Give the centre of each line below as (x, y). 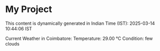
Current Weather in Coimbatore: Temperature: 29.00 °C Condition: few (79, 38)
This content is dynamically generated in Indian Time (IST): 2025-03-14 (80, 23)
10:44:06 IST (19, 28)
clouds (12, 43)
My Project (29, 9)
